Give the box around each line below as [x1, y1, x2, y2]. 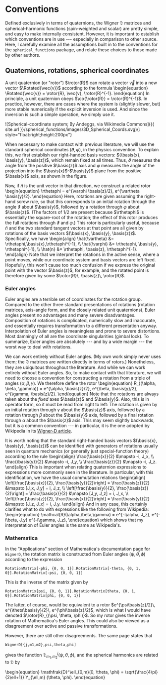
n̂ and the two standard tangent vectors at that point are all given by [5, 225, 144, 231]
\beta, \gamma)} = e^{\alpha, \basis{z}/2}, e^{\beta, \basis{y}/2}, [5, 386, 138, 392]
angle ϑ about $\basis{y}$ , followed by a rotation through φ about [5, 204, 140, 210]
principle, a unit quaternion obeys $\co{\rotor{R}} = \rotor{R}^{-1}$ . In [5, 96, 148, 102]
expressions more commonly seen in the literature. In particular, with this [5, 469, 154, 475]
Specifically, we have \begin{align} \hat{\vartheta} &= [5, 235, 114, 241]
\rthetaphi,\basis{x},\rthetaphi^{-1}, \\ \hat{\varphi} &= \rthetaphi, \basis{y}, [5, 240, 159, 247]
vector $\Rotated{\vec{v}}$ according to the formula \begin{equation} [5, 85, 148, 91]
